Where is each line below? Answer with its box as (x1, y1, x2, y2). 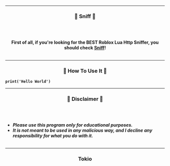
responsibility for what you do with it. (12, 132, 94, 139)
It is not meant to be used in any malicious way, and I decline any (12, 127, 153, 133)
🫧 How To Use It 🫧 (63, 68, 107, 75)
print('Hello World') (5, 79, 51, 84)
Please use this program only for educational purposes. (12, 122, 133, 128)
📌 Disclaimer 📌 (67, 95, 103, 102)
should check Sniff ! (64, 45, 106, 51)
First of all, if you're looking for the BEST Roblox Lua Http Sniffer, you (11, 39, 159, 45)
